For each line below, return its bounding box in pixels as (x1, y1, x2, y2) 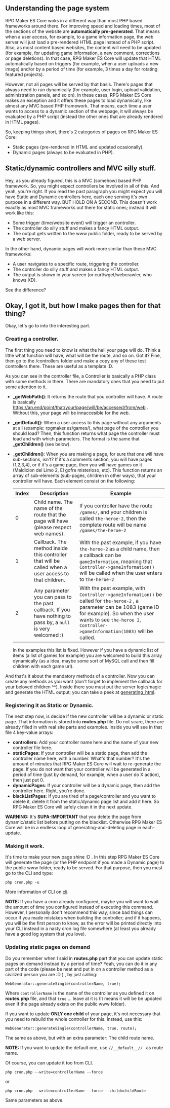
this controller (33, 551, 67, 558)
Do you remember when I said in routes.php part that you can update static (5, 955, 163, 961)
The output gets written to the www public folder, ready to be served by (12, 230, 163, 236)
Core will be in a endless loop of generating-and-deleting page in (5, 825, 142, 831)
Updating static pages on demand (5, 944, 90, 951)
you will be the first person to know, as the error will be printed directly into (5, 920, 162, 927)
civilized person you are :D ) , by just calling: (5, 971, 98, 977)
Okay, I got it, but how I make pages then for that (5, 302, 161, 310)
